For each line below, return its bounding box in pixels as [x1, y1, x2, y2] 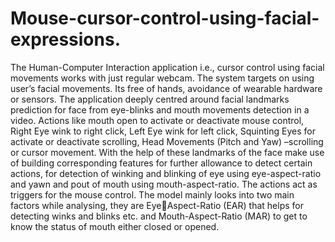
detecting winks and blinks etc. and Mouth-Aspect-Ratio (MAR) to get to [10, 210, 308, 222]
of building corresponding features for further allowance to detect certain [10, 157, 313, 169]
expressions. [10, 28, 121, 51]
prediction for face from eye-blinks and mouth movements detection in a [10, 103, 310, 116]
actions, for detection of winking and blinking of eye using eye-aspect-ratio [10, 167, 322, 179]
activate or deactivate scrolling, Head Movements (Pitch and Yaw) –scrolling [10, 135, 324, 147]
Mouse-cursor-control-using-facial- [10, 7, 320, 30]
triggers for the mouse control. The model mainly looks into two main [10, 188, 295, 201]
